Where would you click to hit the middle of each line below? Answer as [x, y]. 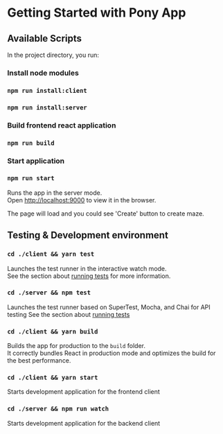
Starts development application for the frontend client [84, 392]
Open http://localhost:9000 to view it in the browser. [82, 200]
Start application [36, 161]
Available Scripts [44, 38]
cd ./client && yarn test [51, 254]
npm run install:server [47, 107]
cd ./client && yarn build [53, 331]
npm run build [31, 143]
